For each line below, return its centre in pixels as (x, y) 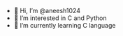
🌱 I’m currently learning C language (65, 25)
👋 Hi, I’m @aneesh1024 (47, 11)
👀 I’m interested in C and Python (60, 18)
